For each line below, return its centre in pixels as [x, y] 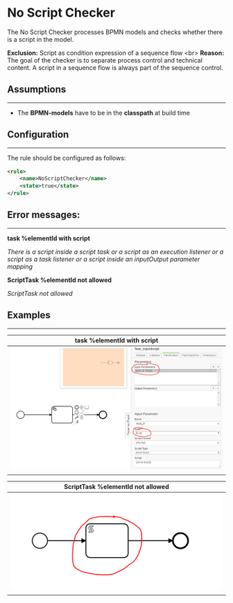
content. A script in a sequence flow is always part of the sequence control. [115, 67]
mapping [20, 266]
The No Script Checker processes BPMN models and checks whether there [115, 32]
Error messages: [44, 215]
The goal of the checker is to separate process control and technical [105, 60]
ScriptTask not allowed [40, 293]
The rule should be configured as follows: [67, 158]
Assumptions [37, 89]
